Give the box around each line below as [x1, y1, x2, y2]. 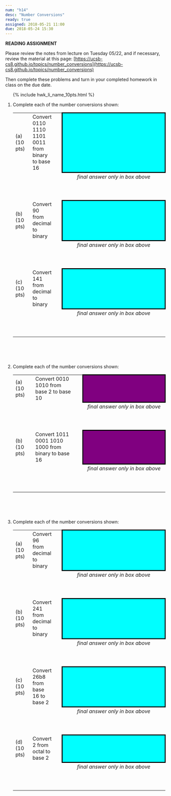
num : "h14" [5, 7, 28, 13]
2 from [32, 741, 49, 749]
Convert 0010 [35, 375, 70, 382]
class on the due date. [5, 82, 52, 88]
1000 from [35, 443, 62, 450]
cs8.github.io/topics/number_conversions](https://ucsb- [5, 61, 123, 67]
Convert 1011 [35, 430, 70, 438]
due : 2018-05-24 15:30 [5, 27, 53, 32]
